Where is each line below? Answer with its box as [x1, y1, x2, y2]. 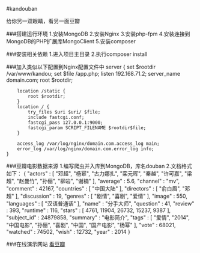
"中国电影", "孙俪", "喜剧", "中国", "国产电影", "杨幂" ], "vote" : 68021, [6, 222, 176, 228]
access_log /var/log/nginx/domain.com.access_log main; [17, 141, 160, 147]
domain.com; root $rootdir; [6, 76, 73, 84]
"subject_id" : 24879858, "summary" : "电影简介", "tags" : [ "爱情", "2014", [6, 214, 190, 221]
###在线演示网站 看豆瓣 [6, 240, 65, 248]
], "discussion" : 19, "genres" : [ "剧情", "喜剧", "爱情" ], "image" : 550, [15, 192, 188, 200]
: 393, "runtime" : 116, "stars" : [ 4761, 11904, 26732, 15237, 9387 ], [6, 207, 171, 214]
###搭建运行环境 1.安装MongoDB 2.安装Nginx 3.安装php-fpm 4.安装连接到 [6, 30, 190, 37]
